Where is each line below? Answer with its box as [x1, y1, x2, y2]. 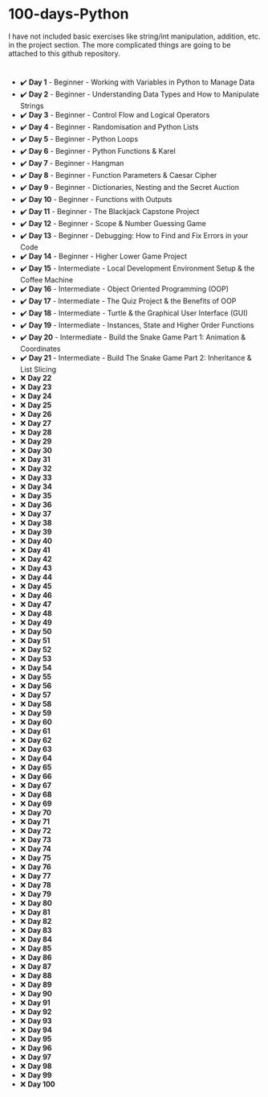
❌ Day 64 [19, 753, 52, 763]
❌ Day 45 [19, 581, 52, 592]
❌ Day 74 [19, 844, 51, 854]
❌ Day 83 [19, 926, 52, 935]
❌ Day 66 [19, 772, 52, 782]
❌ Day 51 [19, 636, 51, 645]
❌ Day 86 [19, 953, 52, 963]
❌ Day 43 [19, 563, 52, 573]
